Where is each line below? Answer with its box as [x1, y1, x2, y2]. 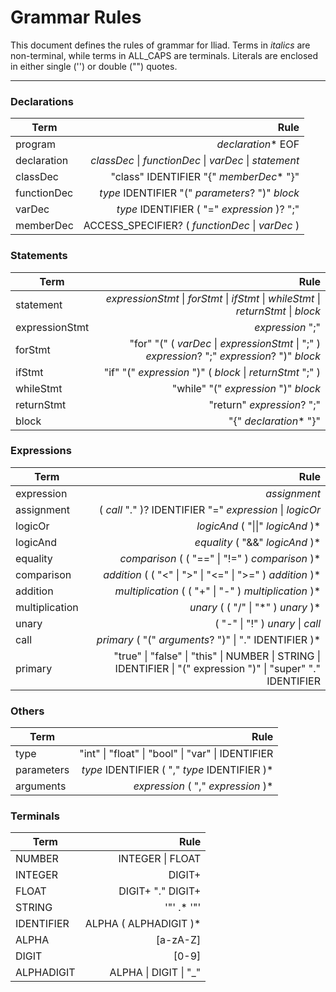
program [15, 137, 56, 151]
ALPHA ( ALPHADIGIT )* [84, 917, 202, 931]
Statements [10, 249, 68, 263]
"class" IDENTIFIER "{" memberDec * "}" [110, 170, 300, 184]
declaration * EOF [216, 137, 300, 151]
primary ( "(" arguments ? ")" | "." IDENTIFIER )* [96, 632, 321, 646]
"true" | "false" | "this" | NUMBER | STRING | [113, 649, 321, 663]
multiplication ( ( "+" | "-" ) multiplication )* [114, 584, 321, 598]
